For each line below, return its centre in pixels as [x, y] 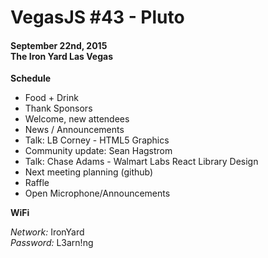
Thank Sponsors [58, 108]
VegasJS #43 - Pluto [97, 17]
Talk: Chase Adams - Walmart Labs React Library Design [141, 162]
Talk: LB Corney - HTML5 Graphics [97, 140]
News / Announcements [74, 130]
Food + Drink [51, 98]
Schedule [31, 78]
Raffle [37, 183]
